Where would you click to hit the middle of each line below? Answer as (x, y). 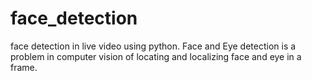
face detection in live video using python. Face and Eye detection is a (153, 46)
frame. (24, 67)
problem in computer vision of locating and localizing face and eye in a (156, 56)
